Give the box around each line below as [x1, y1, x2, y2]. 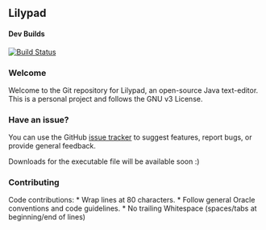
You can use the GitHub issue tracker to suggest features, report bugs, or [8, 132, 252, 142]
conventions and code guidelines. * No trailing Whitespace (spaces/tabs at [8, 203, 257, 213]
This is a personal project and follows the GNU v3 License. [8, 94, 203, 103]
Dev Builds [8, 28, 46, 39]
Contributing [8, 177, 60, 188]
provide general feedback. [8, 141, 97, 151]
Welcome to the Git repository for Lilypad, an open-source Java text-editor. [8, 85, 259, 95]
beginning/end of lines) [8, 212, 86, 222]
